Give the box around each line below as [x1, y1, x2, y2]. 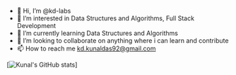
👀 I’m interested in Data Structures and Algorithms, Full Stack [16, 14, 195, 22]
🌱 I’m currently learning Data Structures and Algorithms [16, 29, 178, 37]
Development [16, 22, 57, 29]
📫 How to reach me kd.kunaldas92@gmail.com [16, 44, 156, 53]
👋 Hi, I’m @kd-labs [16, 7, 71, 15]
